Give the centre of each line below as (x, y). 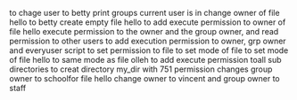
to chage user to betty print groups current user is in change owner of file (144, 13)
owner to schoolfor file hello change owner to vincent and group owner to (144, 78)
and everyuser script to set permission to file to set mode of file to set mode (149, 50)
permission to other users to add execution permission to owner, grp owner (148, 41)
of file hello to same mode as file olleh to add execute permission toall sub (145, 60)
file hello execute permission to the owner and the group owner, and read (144, 31)
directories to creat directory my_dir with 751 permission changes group (141, 69)
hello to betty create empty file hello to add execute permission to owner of (148, 22)
